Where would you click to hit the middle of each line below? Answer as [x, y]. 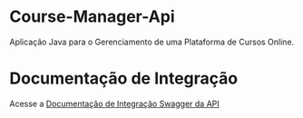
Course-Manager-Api [92, 17]
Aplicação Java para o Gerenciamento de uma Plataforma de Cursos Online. [152, 42]
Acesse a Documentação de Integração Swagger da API [114, 103]
